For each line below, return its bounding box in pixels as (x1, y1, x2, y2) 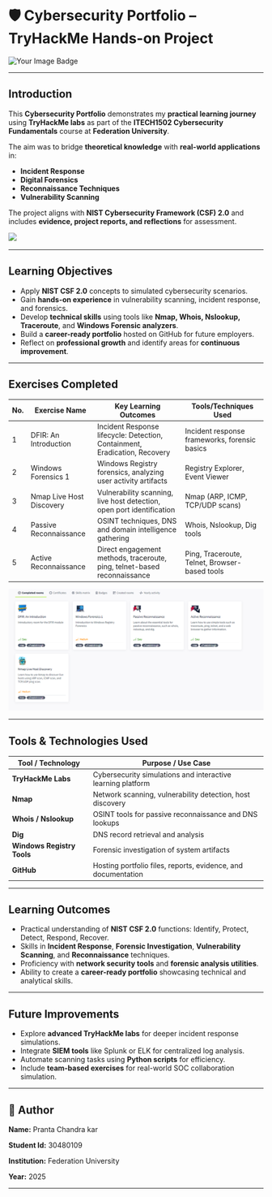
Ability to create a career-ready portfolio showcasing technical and (19, 967, 247, 977)
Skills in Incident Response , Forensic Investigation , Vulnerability (19, 941, 241, 951)
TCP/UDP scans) (185, 500, 241, 510)
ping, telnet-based (96, 562, 160, 572)
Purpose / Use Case (142, 758, 211, 767)
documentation (92, 870, 143, 879)
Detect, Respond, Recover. (19, 933, 109, 943)
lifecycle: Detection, (96, 430, 164, 440)
